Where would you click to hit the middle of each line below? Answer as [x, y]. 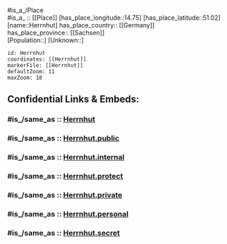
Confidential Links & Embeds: [73, 99]
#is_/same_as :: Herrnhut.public [63, 138]
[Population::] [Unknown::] [46, 40]
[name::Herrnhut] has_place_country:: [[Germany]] [81, 25]
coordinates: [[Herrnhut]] [47, 59]
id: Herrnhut [26, 53]
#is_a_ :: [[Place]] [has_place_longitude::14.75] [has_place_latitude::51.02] [114, 18]
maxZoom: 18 [25, 78]
